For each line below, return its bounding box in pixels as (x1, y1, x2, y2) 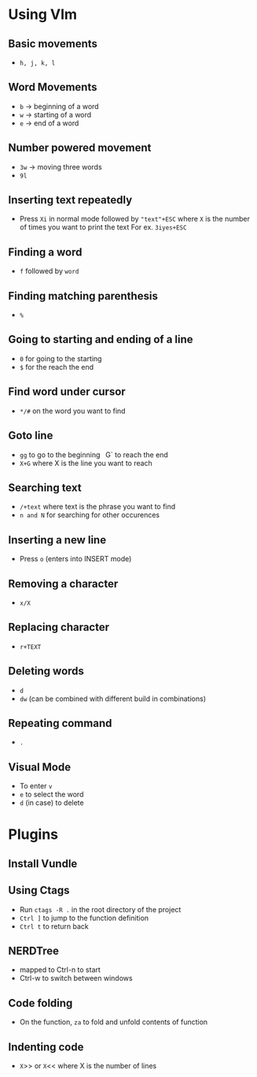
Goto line (8, 429, 53, 442)
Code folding (8, 996, 73, 1010)
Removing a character (8, 577, 119, 591)
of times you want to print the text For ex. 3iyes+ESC (19, 222, 187, 232)
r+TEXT (19, 643, 42, 651)
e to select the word (19, 790, 84, 799)
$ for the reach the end (19, 362, 94, 371)
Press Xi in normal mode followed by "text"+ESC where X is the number (19, 214, 250, 224)
